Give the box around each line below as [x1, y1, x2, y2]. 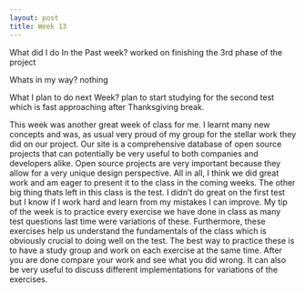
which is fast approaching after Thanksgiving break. [9, 101, 205, 112]
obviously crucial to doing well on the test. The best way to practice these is [9, 235, 295, 246]
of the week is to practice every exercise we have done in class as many [9, 206, 281, 216]
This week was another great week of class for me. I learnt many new [9, 119, 270, 130]
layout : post [9, 13, 59, 23]
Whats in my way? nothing [9, 74, 109, 85]
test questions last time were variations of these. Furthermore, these [9, 216, 266, 227]
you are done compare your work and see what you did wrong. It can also [9, 254, 287, 265]
